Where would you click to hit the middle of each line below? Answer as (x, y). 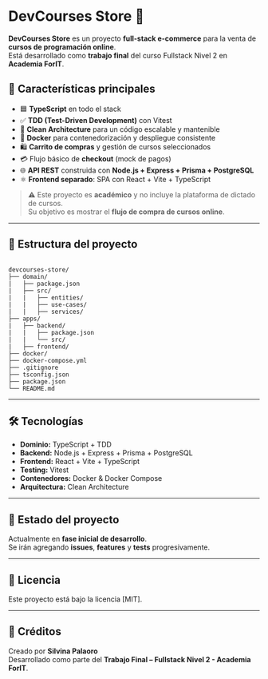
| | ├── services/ (46, 312)
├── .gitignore (33, 367)
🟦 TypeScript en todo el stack (70, 109)
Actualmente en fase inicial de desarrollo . (78, 539)
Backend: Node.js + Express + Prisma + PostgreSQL (106, 453)
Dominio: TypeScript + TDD (65, 445)
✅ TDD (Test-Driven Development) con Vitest (96, 120)
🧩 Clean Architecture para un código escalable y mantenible (120, 129)
